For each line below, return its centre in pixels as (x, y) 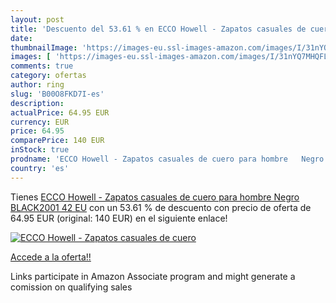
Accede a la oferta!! (51, 257)
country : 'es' (40, 168)
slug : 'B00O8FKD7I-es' (57, 94)
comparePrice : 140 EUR (57, 141)
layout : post (37, 19)
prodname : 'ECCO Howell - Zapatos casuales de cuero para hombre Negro (167, 159)
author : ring (37, 85)
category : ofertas (48, 76)
